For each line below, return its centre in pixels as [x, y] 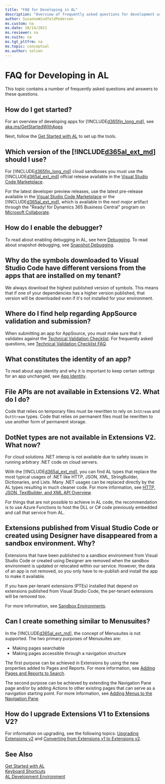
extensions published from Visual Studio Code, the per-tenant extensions [79, 591]
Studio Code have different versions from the [76, 268]
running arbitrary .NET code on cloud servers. [52, 462]
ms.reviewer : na [22, 33]
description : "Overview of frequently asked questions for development [80, 14]
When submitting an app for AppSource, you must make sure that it [73, 333]
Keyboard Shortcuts [25, 771]
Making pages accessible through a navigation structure [69, 653]
